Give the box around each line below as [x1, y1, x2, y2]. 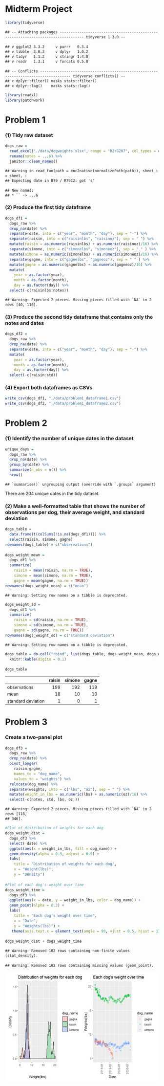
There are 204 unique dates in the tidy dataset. [5, 490, 100, 496]
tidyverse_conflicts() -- [72, 73, 125, 79]
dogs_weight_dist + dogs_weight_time [5, 939, 82, 944]
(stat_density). [5, 953, 38, 958]
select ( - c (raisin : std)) [9, 373, 58, 377]
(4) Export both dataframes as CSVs [5, 384, 93, 391]
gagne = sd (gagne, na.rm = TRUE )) [14, 628, 84, 633]
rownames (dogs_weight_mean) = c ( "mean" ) [5, 583, 89, 588]
